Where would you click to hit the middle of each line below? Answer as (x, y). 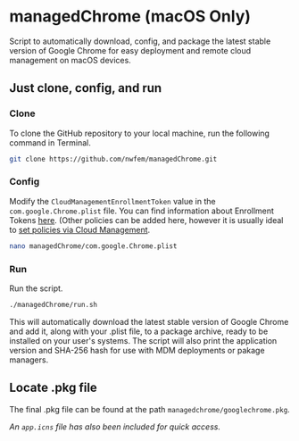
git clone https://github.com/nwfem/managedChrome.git (113, 159)
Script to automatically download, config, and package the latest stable (140, 41)
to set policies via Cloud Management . (80, 229)
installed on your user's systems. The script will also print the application (143, 340)
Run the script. (36, 288)
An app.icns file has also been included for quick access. (115, 427)
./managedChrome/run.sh (54, 304)
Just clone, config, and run (86, 88)
